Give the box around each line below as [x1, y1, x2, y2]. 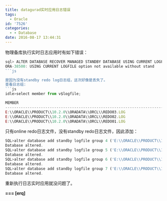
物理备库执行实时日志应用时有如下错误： [5, 49, 88, 55]
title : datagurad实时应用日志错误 [5, 7, 71, 12]
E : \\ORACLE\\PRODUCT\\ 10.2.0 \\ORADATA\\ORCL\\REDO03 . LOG [5, 109, 126, 114]
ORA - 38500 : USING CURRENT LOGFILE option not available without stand [5, 64, 155, 69]
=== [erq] [5, 190, 26, 197]
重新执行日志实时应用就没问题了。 [5, 180, 75, 187]
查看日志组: [5, 82, 26, 87]
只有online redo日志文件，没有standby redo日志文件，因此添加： [5, 128, 138, 134]
